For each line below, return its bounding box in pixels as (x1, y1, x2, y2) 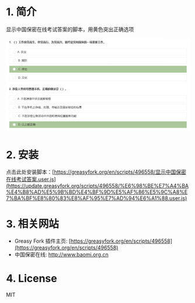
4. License (6, 272, 57, 285)
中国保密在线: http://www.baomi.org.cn (14, 251, 109, 258)
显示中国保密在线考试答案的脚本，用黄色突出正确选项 (6, 26, 134, 33)
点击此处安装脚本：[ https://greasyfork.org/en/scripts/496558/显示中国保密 (6, 168, 187, 175)
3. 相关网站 (6, 217, 60, 230)
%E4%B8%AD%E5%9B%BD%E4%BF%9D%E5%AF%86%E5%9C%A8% (6, 188, 185, 196)
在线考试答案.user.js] (6, 176, 57, 183)
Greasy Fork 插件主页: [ (14, 237, 71, 245)
